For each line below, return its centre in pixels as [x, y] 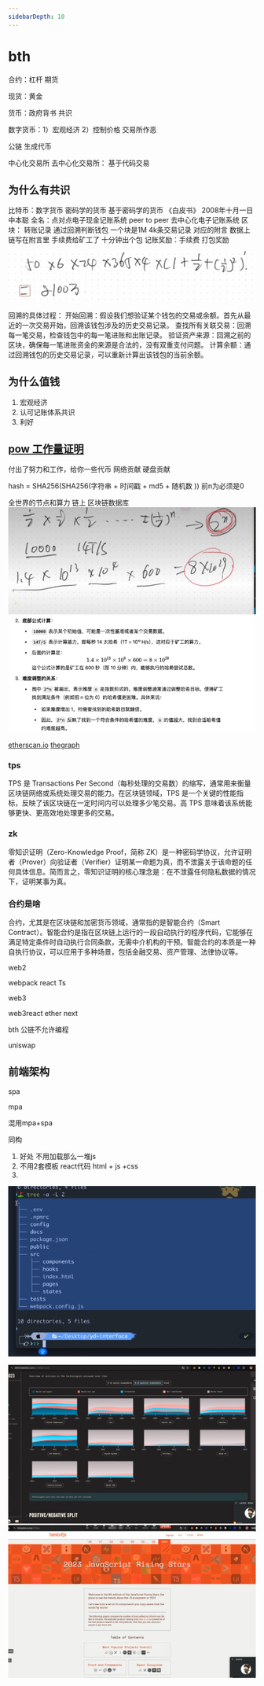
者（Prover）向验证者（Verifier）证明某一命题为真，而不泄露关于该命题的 [127, 862]
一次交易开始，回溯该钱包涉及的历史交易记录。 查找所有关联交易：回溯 [136, 325]
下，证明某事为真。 [39, 882]
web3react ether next [43, 1014]
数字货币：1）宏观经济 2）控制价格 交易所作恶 [82, 129]
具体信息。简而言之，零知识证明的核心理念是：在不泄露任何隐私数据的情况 [135, 871]
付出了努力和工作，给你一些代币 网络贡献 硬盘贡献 [89, 469]
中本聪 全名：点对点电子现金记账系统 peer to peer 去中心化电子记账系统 [124, 220]
